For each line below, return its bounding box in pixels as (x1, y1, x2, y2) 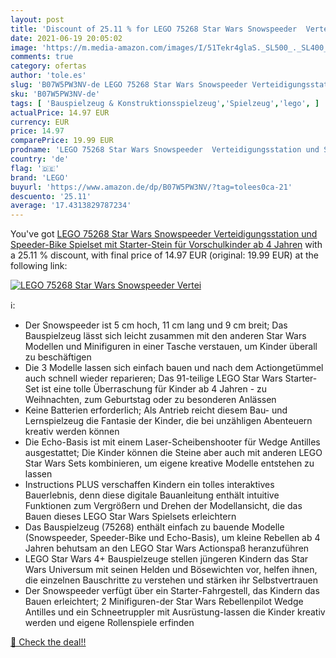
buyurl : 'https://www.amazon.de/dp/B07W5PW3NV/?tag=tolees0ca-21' (10, 182, 293, 192)
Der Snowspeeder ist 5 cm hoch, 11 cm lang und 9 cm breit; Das (24, 319, 288, 331)
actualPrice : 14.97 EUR (10, 107, 110, 118)
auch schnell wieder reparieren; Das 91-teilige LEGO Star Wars (24, 372, 283, 385)
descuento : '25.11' (10, 191, 92, 201)
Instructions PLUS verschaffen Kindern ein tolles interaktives (24, 479, 275, 491)
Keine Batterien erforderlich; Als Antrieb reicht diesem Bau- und (24, 404, 288, 416)
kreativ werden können (24, 426, 120, 438)
